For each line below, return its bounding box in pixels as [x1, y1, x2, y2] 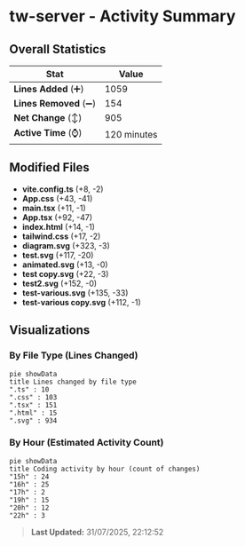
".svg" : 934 [9, 415, 58, 425]
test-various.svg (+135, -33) [21, 287, 129, 298]
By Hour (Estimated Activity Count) [9, 437, 164, 449]
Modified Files [9, 160, 91, 175]
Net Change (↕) [13, 112, 83, 123]
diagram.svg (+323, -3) [21, 240, 110, 250]
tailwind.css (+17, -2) [21, 231, 101, 241]
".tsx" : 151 [9, 400, 58, 409]
